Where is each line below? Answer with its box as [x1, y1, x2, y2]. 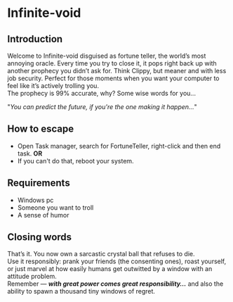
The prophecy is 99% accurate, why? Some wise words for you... [7, 89, 197, 97]
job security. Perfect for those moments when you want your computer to [7, 74, 220, 82]
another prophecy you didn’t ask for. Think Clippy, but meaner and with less [7, 67, 227, 75]
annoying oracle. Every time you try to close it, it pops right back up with [7, 59, 218, 68]
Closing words [7, 231, 72, 244]
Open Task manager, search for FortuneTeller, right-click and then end [17, 141, 221, 150]
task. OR [17, 149, 43, 158]
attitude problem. [7, 272, 58, 281]
